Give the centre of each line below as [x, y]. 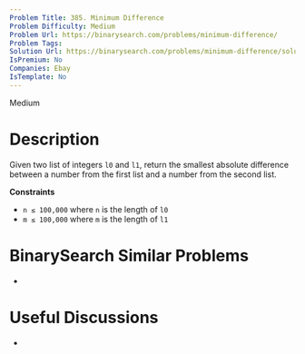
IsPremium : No [36, 60]
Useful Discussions [84, 317]
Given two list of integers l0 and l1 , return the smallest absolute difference [149, 164]
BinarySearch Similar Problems [129, 256]
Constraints [32, 192]
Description [54, 139]
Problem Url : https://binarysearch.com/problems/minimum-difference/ [144, 34]
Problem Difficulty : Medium [63, 26]
